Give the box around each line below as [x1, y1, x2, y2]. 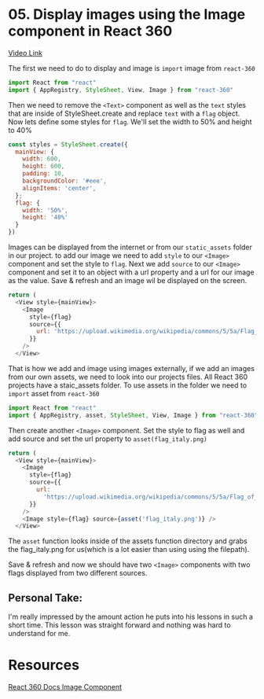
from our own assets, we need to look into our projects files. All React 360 [8, 372, 248, 381]
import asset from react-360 [8, 388, 100, 398]
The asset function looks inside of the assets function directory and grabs [8, 536, 247, 546]
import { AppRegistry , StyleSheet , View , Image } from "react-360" [8, 86, 234, 94]
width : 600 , [22, 155, 61, 163]
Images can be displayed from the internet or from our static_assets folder [8, 242, 253, 252]
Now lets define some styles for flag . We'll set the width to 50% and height [8, 116, 253, 127]
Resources [8, 657, 80, 674]
